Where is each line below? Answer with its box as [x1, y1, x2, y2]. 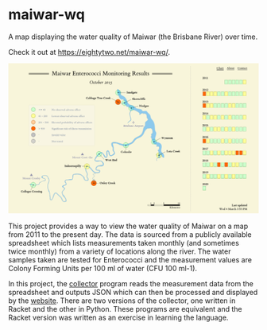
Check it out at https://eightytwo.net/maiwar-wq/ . [8, 47, 171, 56]
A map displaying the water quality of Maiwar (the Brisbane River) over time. [8, 32, 258, 41]
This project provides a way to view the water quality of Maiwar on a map [8, 221, 249, 231]
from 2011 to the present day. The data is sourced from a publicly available [8, 229, 252, 239]
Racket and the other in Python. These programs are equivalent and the [8, 304, 242, 313]
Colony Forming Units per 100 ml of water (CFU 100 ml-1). [8, 263, 197, 273]
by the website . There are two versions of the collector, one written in [8, 296, 236, 305]
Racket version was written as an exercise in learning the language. [8, 313, 229, 322]
